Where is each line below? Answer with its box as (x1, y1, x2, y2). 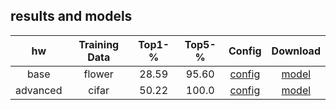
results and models (10, 8, 133, 25)
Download (271, 44, 321, 58)
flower (83, 67, 114, 81)
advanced (15, 83, 63, 97)
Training (78, 37, 120, 51)
